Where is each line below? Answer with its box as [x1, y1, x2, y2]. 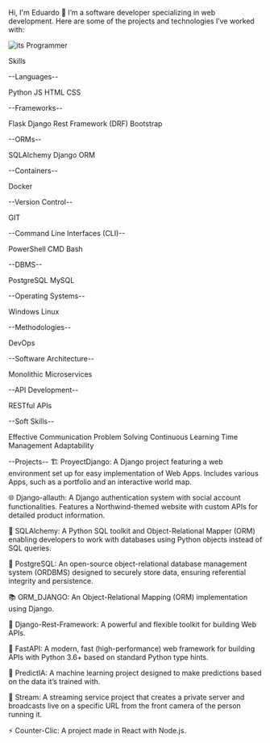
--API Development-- [8, 385, 79, 395]
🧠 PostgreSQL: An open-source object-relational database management [8, 559, 247, 568]
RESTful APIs [8, 401, 52, 410]
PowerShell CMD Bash [8, 244, 83, 254]
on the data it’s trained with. [8, 677, 101, 686]
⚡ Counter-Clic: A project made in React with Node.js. [8, 726, 187, 735]
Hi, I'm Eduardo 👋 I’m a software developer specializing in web [8, 8, 216, 17]
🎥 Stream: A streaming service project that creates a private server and [8, 692, 245, 702]
